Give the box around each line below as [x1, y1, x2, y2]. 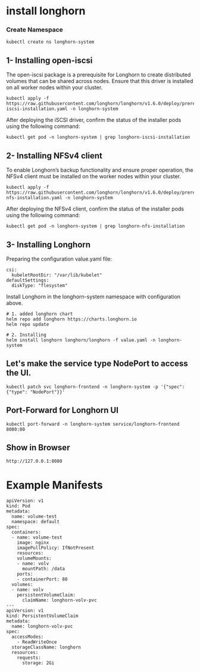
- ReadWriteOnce [17, 639, 58, 645]
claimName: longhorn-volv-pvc [21, 597, 97, 603]
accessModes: [11, 634, 44, 640]
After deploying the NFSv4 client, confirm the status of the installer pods [6, 205, 185, 213]
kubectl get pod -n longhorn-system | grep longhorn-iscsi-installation [6, 135, 190, 140]
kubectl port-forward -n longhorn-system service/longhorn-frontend [6, 421, 180, 427]
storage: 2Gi [21, 660, 55, 666]
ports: [17, 571, 33, 578]
